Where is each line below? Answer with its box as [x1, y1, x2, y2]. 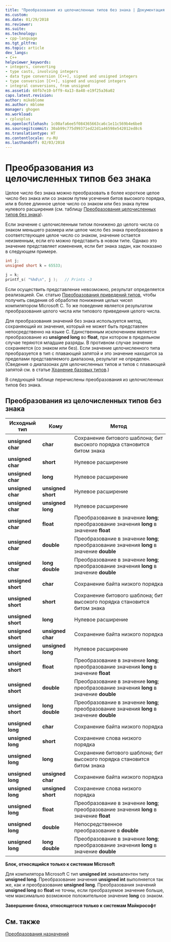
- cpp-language [5, 36, 38, 41]
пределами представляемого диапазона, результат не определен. [5, 355, 151, 362]
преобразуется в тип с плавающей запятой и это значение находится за [5, 350, 163, 356]
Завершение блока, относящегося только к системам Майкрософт [5, 903, 156, 909]
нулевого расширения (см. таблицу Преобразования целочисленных [5, 206, 156, 212]
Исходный [9, 420, 36, 427]
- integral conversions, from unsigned [5, 83, 90, 88]
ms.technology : [5, 31, 38, 36]
